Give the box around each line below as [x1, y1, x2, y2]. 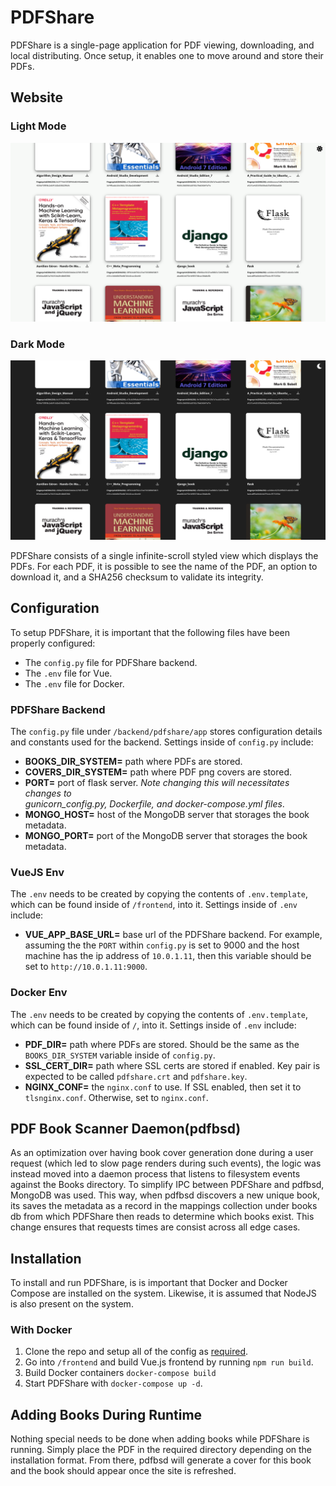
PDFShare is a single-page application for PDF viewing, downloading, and [10, 39, 315, 51]
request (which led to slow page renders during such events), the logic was [10, 1157, 322, 1170]
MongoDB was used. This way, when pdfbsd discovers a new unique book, [10, 1189, 320, 1201]
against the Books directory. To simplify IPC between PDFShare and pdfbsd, [10, 1179, 325, 1191]
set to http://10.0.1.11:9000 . [24, 961, 148, 973]
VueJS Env [10, 865, 65, 879]
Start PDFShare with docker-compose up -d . [24, 1377, 203, 1390]
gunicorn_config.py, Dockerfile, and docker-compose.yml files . [24, 797, 285, 810]
